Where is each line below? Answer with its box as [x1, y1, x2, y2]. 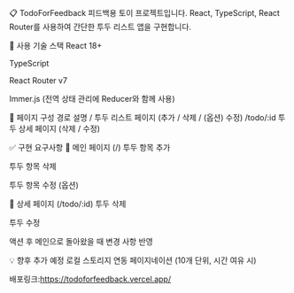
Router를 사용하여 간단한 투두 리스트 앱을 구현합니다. [9, 21, 192, 32]
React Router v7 [9, 75, 68, 86]
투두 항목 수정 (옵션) [9, 180, 80, 190]
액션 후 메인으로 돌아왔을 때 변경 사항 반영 [9, 236, 153, 246]
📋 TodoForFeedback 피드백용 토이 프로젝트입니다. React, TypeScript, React [9, 8, 281, 18]
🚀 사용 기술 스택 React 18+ [9, 41, 103, 50]
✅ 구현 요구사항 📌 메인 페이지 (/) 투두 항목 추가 [9, 143, 171, 152]
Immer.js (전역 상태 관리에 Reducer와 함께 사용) [9, 94, 175, 104]
